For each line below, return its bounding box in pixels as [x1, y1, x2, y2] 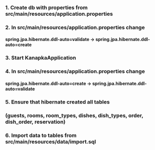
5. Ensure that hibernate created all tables [5, 98, 110, 105]
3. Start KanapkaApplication [5, 55, 77, 62]
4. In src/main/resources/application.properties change [5, 68, 145, 75]
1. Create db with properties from [5, 4, 88, 11]
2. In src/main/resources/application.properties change [5, 24, 145, 31]
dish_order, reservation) [5, 118, 66, 125]
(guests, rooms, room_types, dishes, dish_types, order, [5, 112, 143, 119]
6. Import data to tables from [5, 132, 77, 139]
